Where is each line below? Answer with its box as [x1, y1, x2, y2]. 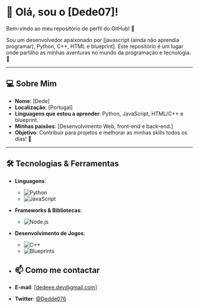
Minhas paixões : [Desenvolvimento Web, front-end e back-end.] [14, 123, 174, 130]
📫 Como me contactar [14, 265, 100, 275]
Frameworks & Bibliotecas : [14, 207, 82, 214]
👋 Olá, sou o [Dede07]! [6, 5, 118, 19]
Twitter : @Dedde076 [14, 296, 67, 303]
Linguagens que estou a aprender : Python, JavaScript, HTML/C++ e [14, 110, 184, 117]
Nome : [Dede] [14, 97, 50, 104]
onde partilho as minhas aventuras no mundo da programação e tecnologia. [6, 49, 191, 56]
